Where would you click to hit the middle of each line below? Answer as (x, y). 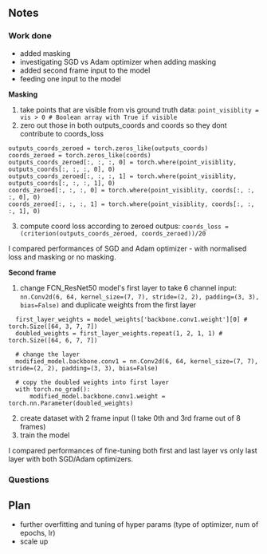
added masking (45, 53)
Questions (29, 480)
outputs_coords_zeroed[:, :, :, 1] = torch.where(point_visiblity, (123, 176)
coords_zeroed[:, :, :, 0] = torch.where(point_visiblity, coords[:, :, (132, 190)
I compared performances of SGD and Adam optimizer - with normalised (128, 248)
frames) (33, 426)
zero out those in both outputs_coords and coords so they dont (123, 125)
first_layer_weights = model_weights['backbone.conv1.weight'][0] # (132, 319)
